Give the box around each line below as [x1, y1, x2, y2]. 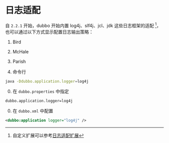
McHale [12, 48, 29, 54]
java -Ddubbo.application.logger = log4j [5, 79, 89, 84]
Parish [12, 58, 26, 64]
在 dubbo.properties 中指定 [12, 89, 69, 95]
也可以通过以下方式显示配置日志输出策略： [5, 29, 94, 35]
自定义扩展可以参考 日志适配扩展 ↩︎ [12, 132, 84, 138]
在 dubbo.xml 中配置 [12, 108, 54, 114]
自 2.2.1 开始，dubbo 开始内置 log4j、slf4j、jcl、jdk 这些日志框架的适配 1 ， [5, 21, 161, 28]
